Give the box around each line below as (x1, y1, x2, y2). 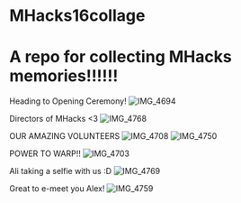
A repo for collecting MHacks (9, 47, 232, 68)
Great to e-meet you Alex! (9, 183, 105, 194)
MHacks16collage (9, 5, 146, 26)
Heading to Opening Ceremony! (9, 96, 128, 106)
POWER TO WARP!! (9, 148, 81, 159)
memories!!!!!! (9, 66, 119, 87)
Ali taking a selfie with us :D (9, 166, 112, 177)
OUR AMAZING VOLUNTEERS (9, 131, 120, 142)
